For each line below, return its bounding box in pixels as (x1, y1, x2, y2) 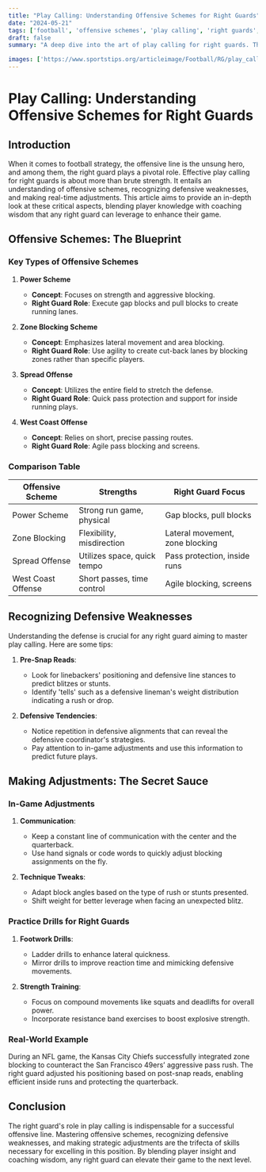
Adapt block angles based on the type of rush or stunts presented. (31, 888, 249, 897)
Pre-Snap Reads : (19, 655, 77, 664)
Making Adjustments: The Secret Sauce (8, 774, 208, 788)
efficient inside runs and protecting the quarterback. (8, 1077, 179, 1087)
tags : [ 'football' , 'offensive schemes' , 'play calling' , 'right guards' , (8, 26, 260, 34)
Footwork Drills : (19, 934, 74, 943)
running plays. (31, 402, 78, 411)
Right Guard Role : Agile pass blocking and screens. (31, 441, 200, 451)
